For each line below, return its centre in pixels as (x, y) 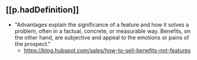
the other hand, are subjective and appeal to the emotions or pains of (102, 37)
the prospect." (32, 44)
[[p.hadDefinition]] (42, 10)
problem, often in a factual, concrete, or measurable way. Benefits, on (102, 31)
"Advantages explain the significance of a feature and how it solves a (102, 24)
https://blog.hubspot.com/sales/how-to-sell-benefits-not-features (107, 50)
